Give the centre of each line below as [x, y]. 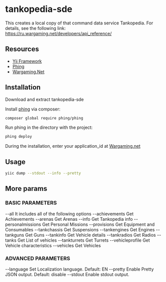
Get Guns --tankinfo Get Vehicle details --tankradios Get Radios [90, 235]
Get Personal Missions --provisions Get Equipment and [98, 224]
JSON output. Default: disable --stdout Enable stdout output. [67, 274]
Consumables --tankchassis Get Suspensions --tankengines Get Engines [80, 229]
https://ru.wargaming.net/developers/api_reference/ [58, 33]
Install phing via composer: [33, 109]
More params [26, 189]
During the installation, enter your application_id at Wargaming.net [73, 146]
